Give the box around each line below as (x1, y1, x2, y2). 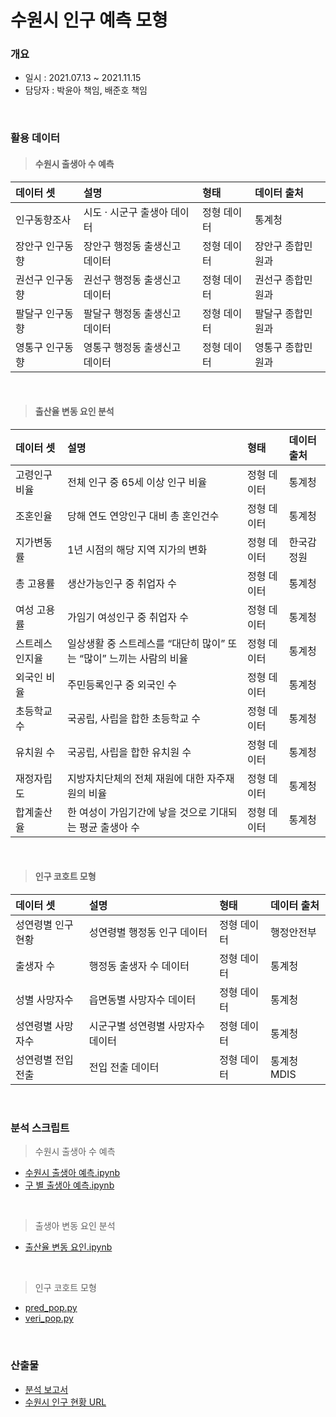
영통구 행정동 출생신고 (83, 340, 182, 354)
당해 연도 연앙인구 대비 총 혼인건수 (67, 509, 220, 523)
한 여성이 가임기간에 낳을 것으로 (67, 805, 208, 819)
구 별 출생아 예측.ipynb (24, 1179, 115, 1191)
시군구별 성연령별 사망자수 (88, 1019, 206, 1033)
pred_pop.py (24, 1302, 78, 1314)
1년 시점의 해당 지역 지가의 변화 (67, 542, 208, 556)
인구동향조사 (15, 212, 72, 226)
